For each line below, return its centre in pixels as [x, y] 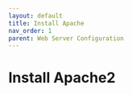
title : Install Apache [46, 23]
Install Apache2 [62, 78]
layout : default [35, 16]
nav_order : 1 [30, 31]
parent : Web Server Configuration [66, 38]
